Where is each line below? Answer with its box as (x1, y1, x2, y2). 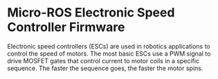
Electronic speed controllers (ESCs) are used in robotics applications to (7, 42, 210, 50)
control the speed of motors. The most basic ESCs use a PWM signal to (7, 49, 211, 58)
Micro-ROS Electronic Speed (7, 5, 175, 21)
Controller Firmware (7, 19, 125, 35)
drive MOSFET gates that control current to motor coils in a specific (7, 56, 199, 65)
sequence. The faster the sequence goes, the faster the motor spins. (7, 64, 203, 72)
